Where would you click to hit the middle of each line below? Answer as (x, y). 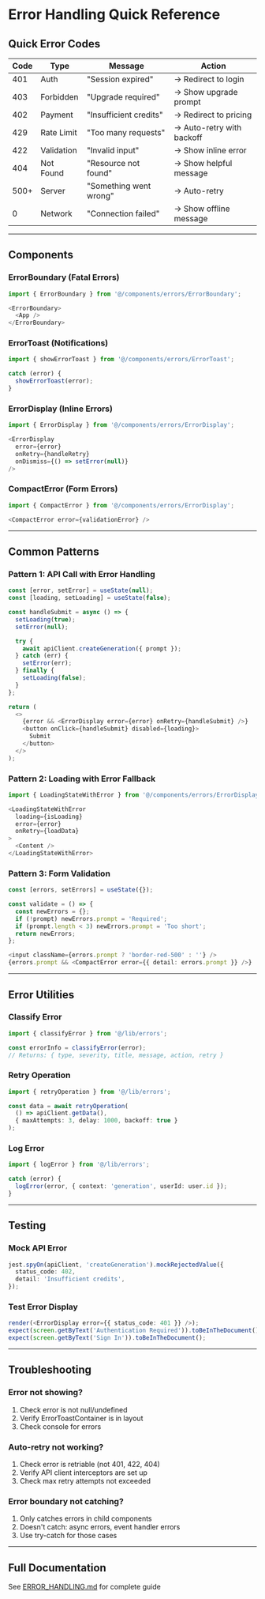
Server (53, 191)
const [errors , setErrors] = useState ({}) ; (81, 890)
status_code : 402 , (46, 1272)
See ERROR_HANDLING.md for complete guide (85, 1587)
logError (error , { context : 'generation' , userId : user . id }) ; (121, 1186)
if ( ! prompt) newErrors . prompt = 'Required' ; (91, 918)
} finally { (35, 671)
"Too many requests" (126, 132)
